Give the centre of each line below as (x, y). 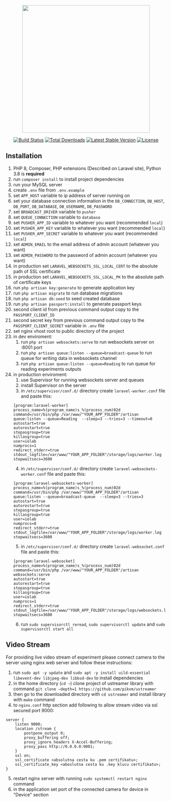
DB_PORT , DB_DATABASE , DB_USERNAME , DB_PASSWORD (63, 206)
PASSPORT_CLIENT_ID (34, 315)
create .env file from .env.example (49, 190)
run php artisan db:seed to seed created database (66, 298)
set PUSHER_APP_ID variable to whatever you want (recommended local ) (88, 223)
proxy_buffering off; (47, 738)
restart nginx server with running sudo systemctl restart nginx (80, 778)
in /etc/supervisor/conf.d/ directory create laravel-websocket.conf (93, 546)
